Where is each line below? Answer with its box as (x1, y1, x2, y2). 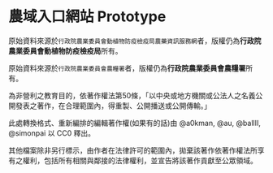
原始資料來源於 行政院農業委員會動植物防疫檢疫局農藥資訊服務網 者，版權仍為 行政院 (8, 36, 262, 45)
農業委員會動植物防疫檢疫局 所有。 (8, 45, 123, 55)
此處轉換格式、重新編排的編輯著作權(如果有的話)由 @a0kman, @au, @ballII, (8, 118, 262, 128)
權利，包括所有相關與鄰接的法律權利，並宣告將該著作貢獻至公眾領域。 (22, 155, 258, 165)
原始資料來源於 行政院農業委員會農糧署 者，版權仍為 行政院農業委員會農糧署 (8, 63, 246, 73)
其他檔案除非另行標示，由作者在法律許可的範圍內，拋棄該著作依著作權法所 (8, 145, 258, 155)
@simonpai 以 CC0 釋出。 (8, 128, 96, 138)
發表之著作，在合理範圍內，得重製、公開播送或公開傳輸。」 (15, 101, 211, 110)
